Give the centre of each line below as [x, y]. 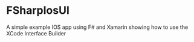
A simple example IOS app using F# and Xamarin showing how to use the [97, 27]
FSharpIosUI [38, 10]
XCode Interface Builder [36, 33]
